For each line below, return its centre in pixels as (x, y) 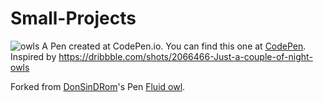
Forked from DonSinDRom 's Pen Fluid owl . (98, 86)
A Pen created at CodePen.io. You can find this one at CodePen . (174, 46)
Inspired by (33, 56)
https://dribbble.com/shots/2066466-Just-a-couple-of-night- (185, 56)
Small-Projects (73, 18)
